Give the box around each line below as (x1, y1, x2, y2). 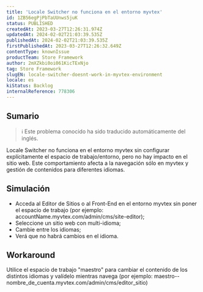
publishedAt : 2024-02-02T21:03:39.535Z (6, 37, 108, 43)
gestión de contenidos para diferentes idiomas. (6, 166, 125, 173)
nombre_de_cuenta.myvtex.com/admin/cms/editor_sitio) (6, 279, 148, 287)
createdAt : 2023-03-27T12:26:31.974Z (6, 26, 103, 32)
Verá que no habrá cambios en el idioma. (15, 232, 119, 239)
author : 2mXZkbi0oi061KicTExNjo (6, 60, 89, 66)
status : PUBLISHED (6, 20, 53, 26)
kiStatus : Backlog (6, 83, 53, 89)
